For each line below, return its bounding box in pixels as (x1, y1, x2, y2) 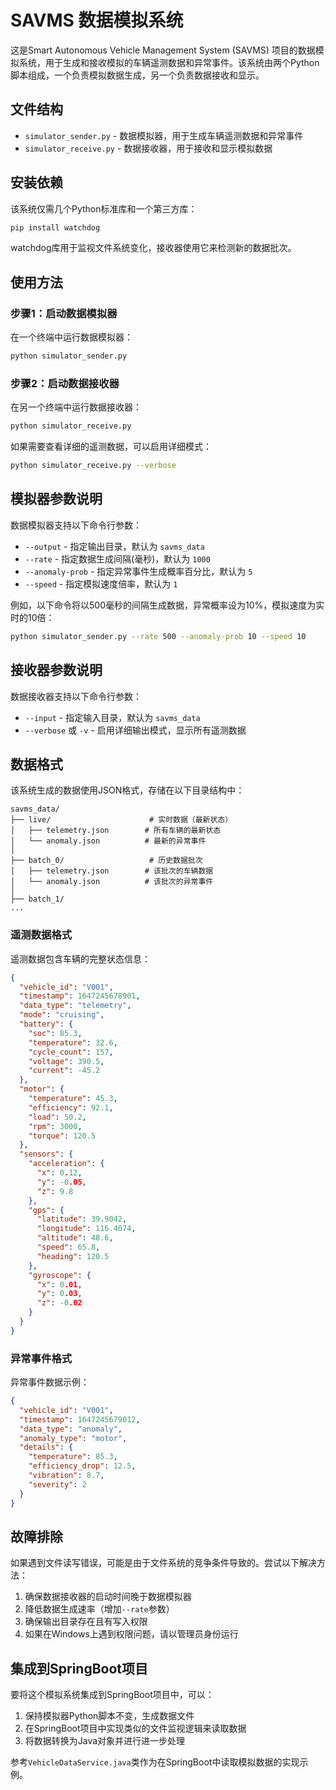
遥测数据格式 (10, 928, 73, 942)
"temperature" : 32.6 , (28, 1037, 118, 1048)
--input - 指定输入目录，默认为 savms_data (24, 711, 201, 723)
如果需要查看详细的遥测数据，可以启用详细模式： (10, 441, 212, 453)
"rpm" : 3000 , (28, 1121, 83, 1131)
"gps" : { (28, 1205, 65, 1215)
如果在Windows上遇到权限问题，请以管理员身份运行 (24, 1628, 239, 1640)
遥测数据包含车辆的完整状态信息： (10, 952, 151, 965)
